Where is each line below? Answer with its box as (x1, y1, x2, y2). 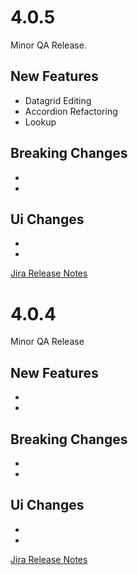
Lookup (24, 116, 57, 128)
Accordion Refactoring (24, 105, 118, 117)
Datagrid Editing (24, 94, 92, 106)
